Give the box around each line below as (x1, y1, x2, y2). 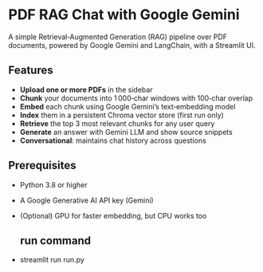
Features (8, 64, 53, 77)
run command (19, 234, 92, 247)
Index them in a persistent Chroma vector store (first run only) (19, 110, 225, 120)
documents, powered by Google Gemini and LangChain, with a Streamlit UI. (8, 40, 257, 49)
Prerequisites (8, 159, 77, 172)
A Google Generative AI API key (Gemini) (19, 195, 154, 205)
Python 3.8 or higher (19, 179, 88, 189)
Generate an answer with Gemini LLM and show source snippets (19, 127, 233, 136)
